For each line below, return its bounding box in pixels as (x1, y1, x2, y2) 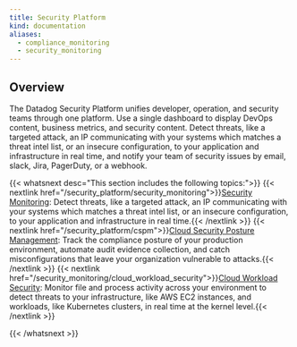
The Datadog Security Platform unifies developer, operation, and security (9, 103, 279, 114)
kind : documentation (9, 21, 87, 30)
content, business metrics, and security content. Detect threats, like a (9, 122, 266, 132)
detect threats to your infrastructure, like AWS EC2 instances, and (9, 292, 252, 302)
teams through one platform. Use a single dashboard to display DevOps (9, 113, 273, 123)
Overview (9, 80, 65, 95)
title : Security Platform (9, 13, 106, 22)
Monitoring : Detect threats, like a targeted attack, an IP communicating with (9, 196, 288, 207)
